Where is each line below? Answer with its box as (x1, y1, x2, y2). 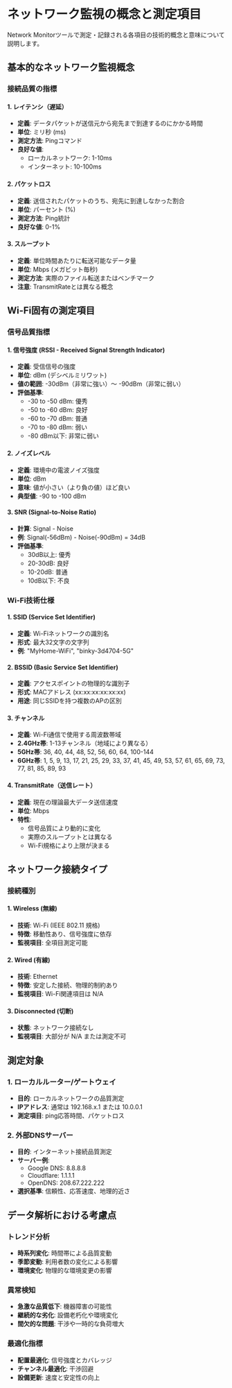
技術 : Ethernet (17, 973, 57, 981)
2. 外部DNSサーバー (7, 1131, 74, 1140)
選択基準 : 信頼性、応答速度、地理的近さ (17, 1187, 130, 1195)
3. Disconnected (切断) (7, 1006, 74, 1015)
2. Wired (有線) (7, 955, 51, 964)
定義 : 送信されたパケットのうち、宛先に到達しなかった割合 (17, 196, 185, 205)
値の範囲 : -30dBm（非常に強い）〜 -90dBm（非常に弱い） (17, 379, 185, 388)
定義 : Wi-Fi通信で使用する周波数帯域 (17, 730, 122, 739)
